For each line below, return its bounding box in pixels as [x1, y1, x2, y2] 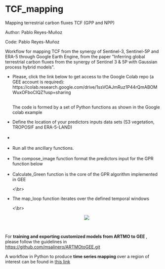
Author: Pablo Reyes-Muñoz [5, 29, 63, 35]
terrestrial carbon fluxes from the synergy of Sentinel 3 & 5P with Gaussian [5, 59, 158, 65]
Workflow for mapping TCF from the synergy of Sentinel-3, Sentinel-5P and [5, 48, 159, 54]
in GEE [12, 176, 26, 182]
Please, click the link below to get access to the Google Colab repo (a [12, 73, 154, 79]
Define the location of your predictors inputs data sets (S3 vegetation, [12, 119, 155, 125]
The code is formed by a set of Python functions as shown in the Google [12, 104, 160, 110]
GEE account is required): [12, 79, 65, 85]
